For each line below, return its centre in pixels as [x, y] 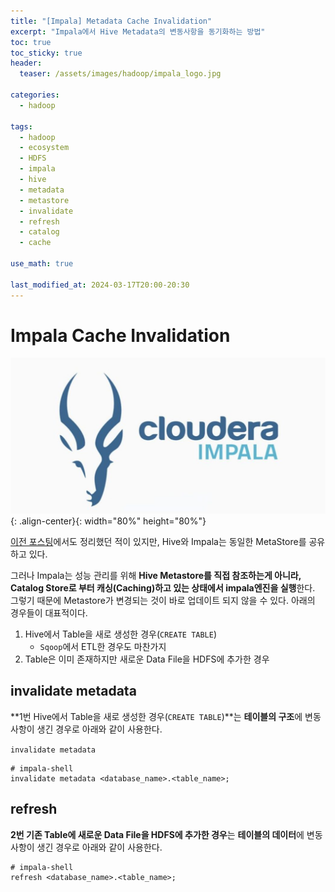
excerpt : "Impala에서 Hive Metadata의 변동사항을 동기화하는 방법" [138, 31]
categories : [35, 95]
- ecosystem [44, 148]
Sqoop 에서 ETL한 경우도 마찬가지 [103, 646]
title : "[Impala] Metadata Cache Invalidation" [111, 21]
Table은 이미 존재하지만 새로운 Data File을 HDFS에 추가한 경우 [147, 659]
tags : [21, 126]
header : [26, 63]
